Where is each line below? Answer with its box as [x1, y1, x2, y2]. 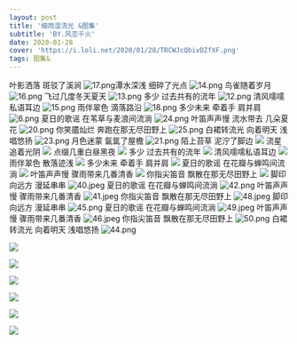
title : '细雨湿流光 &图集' [9, 21, 100, 30]
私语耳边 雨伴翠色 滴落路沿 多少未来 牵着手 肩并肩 [9, 102, 262, 112]
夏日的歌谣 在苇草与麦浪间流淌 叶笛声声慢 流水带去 [41, 113, 263, 124]
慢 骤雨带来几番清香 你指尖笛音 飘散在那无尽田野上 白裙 [9, 213, 288, 223]
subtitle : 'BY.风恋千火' [9, 29, 96, 38]
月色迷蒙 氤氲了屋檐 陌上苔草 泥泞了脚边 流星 [71, 135, 282, 146]
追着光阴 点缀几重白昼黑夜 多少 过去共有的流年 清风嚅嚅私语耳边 [9, 147, 277, 156]
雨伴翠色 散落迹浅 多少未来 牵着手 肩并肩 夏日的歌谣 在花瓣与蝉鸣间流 [9, 157, 285, 168]
